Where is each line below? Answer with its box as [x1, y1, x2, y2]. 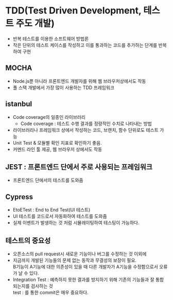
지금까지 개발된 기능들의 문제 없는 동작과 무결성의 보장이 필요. [12, 257, 137, 263]
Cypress [5, 192, 33, 201]
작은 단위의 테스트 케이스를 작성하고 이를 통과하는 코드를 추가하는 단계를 [12, 42, 158, 48]
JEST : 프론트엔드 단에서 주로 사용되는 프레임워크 [5, 163, 153, 171]
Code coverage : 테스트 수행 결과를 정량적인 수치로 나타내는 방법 [20, 120, 152, 127]
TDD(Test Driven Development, [5, 5, 142, 16]
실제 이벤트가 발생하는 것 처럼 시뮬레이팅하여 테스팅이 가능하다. [12, 220, 140, 226]
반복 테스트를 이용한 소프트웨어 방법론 [12, 36, 89, 42]
